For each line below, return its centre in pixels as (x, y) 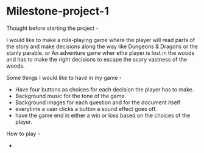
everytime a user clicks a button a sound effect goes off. (86, 109)
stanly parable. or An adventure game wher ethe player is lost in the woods (100, 52)
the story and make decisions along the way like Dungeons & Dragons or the (102, 46)
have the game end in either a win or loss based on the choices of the (103, 115)
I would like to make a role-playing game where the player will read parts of (101, 40)
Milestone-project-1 (58, 11)
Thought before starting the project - (53, 28)
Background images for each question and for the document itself (98, 102)
